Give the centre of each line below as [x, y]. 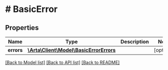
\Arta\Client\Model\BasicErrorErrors [71, 50]
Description [135, 42]
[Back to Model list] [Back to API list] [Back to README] [62, 62]
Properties [22, 28]
